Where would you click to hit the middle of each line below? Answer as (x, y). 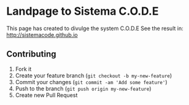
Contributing (31, 54)
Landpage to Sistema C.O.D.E (83, 11)
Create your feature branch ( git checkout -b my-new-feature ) (94, 76)
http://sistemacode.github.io (42, 34)
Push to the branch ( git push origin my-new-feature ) (83, 88)
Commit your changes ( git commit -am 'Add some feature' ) (91, 82)
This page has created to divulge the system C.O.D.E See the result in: (95, 28)
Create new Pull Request (46, 95)
